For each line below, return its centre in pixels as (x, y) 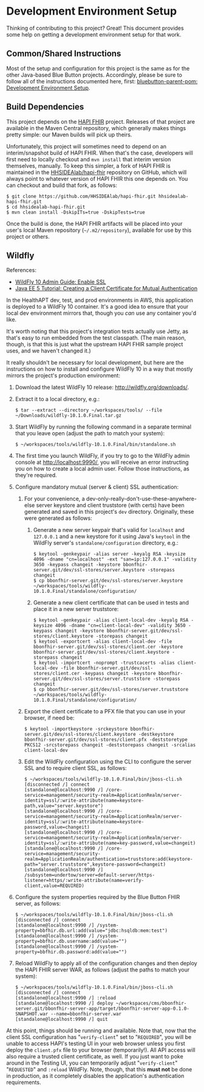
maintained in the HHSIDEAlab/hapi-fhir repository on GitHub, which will (97, 172)
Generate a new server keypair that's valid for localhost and (109, 530)
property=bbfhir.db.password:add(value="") (71, 952)
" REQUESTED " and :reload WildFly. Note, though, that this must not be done (99, 1069)
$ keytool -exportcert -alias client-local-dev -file (103, 642)
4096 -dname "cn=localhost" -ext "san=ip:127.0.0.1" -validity (115, 559)
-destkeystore (156, 735)
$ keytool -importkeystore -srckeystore (76, 729)
